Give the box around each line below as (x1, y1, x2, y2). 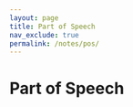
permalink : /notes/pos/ (9, 38, 100, 48)
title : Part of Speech (9, 22, 96, 31)
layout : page (9, 13, 59, 23)
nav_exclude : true (9, 30, 79, 39)
